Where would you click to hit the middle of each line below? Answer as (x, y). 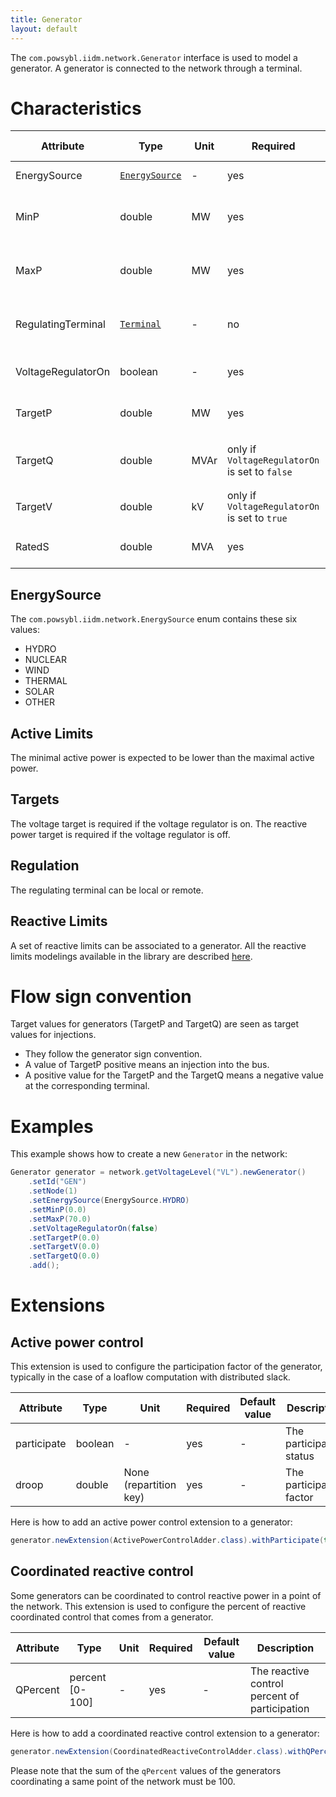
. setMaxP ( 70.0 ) (60, 1219)
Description (285, 1648)
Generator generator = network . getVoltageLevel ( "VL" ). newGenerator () (158, 1172)
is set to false (259, 472)
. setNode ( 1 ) (53, 1191)
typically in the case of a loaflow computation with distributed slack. (150, 1377)
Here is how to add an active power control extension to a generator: (151, 1522)
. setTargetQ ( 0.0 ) (64, 1256)
